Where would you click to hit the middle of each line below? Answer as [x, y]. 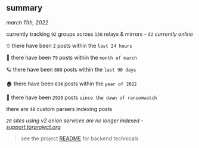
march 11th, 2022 [27, 22]
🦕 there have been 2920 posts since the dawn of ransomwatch [82, 97]
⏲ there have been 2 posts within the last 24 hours [69, 45]
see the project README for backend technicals [80, 138]
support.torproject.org [33, 127]
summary [24, 8]
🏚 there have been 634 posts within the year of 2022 [71, 84]
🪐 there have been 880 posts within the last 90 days [71, 69]
